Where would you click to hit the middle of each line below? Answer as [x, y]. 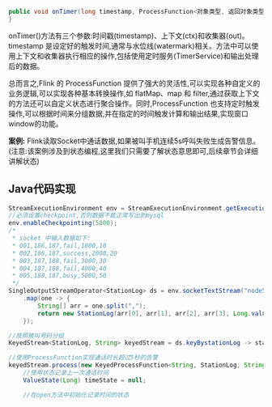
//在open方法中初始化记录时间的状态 [76, 395]
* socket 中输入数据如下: [51, 239]
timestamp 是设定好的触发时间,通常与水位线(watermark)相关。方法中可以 [130, 45]
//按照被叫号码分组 [36, 336]
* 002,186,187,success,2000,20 [64, 253]
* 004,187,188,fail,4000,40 [59, 268]
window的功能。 [36, 123]
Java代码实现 [42, 189]
